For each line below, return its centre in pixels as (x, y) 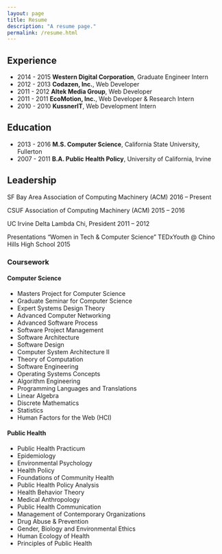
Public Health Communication (59, 507)
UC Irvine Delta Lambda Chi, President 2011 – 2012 (78, 223)
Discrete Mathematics (48, 403)
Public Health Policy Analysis (58, 485)
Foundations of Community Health (65, 478)
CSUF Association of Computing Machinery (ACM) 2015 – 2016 (96, 210)
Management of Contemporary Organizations (81, 514)
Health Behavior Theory (51, 492)
